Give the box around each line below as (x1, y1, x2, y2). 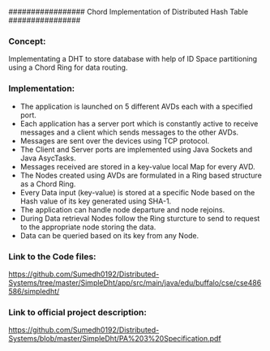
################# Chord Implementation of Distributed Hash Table (8, 7, 249, 16)
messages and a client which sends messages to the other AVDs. (19, 127, 239, 137)
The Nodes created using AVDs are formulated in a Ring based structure (19, 170, 262, 180)
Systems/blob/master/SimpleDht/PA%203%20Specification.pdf (8, 334, 221, 344)
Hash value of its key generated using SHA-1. (19, 196, 172, 206)
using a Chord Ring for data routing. (8, 62, 128, 72)
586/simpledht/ (8, 286, 60, 296)
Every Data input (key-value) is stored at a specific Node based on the (19, 187, 255, 197)
